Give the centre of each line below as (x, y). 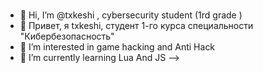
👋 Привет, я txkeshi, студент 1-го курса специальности (136, 25)
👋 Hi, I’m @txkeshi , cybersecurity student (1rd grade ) (131, 15)
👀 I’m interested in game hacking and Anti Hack (117, 46)
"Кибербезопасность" (67, 36)
